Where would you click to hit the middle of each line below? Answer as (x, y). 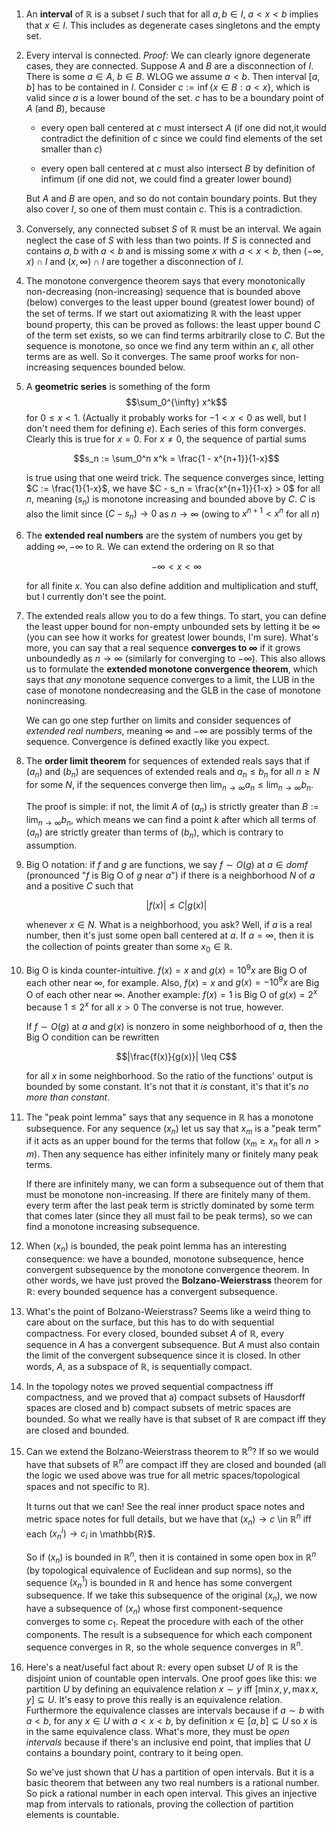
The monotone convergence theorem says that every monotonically (165, 281)
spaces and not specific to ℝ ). (88, 1487)
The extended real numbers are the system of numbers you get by (164, 535)
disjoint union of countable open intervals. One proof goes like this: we (171, 1679)
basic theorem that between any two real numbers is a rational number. (172, 1783)
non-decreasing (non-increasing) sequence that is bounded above (163, 291)
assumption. (51, 845)
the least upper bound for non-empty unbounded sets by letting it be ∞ (173, 627)
